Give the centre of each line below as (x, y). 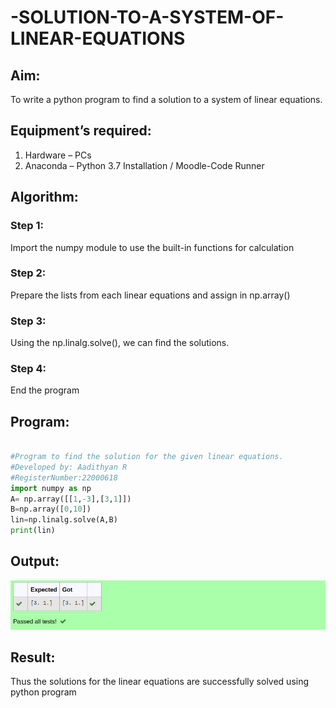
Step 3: (28, 321)
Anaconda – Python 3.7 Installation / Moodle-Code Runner (144, 165)
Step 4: (28, 369)
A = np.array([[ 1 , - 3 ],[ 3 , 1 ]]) (71, 499)
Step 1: (27, 226)
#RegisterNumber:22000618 (64, 477)
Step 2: (28, 273)
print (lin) (33, 531)
